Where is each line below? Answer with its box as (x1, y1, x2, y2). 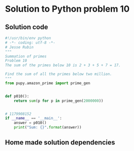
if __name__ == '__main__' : (5, 116, 62, 121)
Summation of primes (5, 54, 47, 59)
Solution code (5, 23, 48, 31)
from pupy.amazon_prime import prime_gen (5, 80, 91, 86)
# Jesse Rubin (5, 45, 34, 50)
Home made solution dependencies (5, 138, 115, 147)
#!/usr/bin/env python (5, 36, 51, 40)
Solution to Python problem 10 (5, 3, 130, 15)
